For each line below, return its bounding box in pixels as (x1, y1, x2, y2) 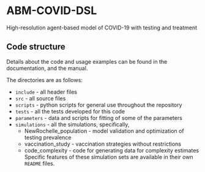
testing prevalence (24, 133, 72, 141)
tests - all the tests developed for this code (15, 108, 125, 115)
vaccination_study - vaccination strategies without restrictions (24, 140, 182, 148)
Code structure (6, 42, 65, 52)
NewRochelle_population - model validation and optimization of (24, 127, 185, 135)
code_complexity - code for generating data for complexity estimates (24, 146, 199, 154)
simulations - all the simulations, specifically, (15, 121, 130, 128)
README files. (24, 160, 55, 167)
